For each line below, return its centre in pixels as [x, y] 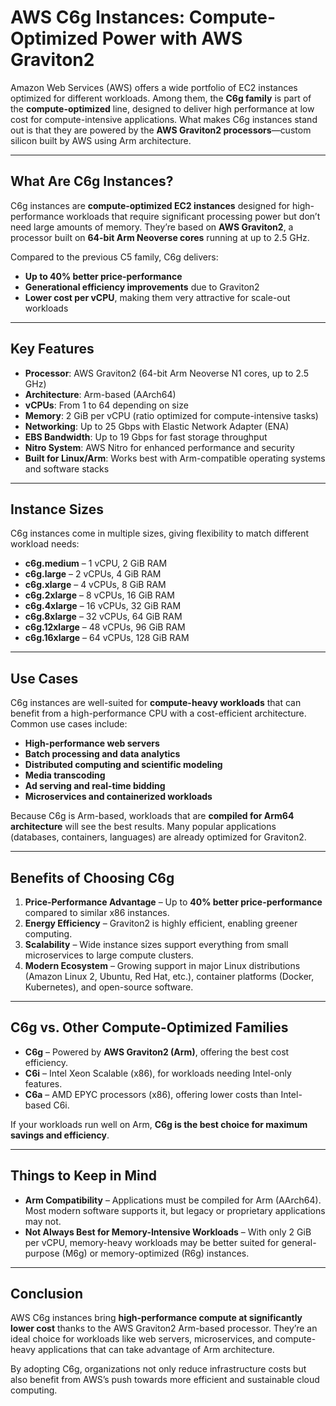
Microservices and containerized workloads [118, 797]
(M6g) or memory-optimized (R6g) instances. [155, 1253]
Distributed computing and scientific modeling [123, 765]
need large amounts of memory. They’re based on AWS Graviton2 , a [152, 227]
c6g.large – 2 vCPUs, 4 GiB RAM [93, 574]
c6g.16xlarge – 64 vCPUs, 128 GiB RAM [107, 638]
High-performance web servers [92, 743]
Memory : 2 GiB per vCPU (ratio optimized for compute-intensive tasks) [171, 415]
